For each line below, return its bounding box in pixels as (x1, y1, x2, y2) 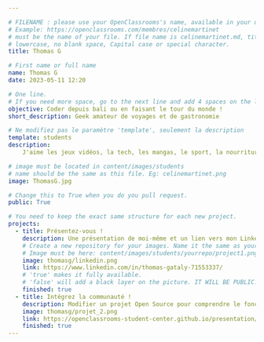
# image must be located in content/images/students (8, 162, 185, 170)
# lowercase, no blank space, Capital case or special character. (8, 40, 230, 48)
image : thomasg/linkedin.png (22, 256, 118, 264)
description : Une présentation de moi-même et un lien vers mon (22, 235, 237, 242)
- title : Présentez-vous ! (15, 227, 104, 235)
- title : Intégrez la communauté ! (15, 293, 132, 300)
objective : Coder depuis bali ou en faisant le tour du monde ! (8, 105, 223, 113)
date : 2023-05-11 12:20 (8, 76, 86, 84)
